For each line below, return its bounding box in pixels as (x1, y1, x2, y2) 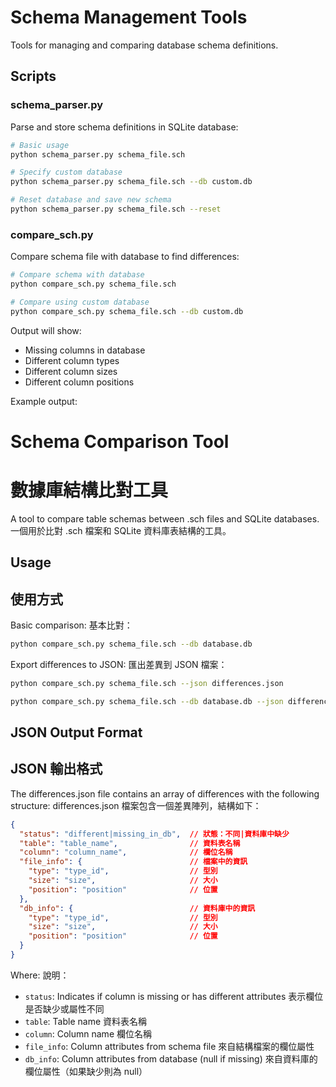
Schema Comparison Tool (10, 430, 230, 453)
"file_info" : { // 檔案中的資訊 (19, 857, 248, 867)
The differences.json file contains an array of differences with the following (10, 787, 320, 800)
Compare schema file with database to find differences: (10, 251, 240, 263)
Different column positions (24, 376, 135, 388)
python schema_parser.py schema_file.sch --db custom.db (10, 177, 253, 187)
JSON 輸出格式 (10, 761, 103, 778)
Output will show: (10, 324, 82, 336)
